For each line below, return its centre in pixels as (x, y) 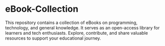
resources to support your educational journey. (53, 38)
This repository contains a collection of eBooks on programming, (71, 23)
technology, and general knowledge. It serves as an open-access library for (82, 27)
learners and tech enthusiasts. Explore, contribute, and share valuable (77, 33)
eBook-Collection (42, 9)
